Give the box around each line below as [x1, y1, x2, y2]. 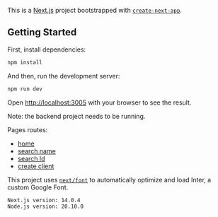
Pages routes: [7, 125, 48, 134]
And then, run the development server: [7, 71, 120, 80]
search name [17, 146, 57, 155]
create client [17, 162, 54, 170]
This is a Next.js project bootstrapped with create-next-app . [7, 6, 183, 14]
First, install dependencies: [7, 45, 86, 54]
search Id [17, 154, 45, 163]
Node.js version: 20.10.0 [7, 203, 84, 210]
